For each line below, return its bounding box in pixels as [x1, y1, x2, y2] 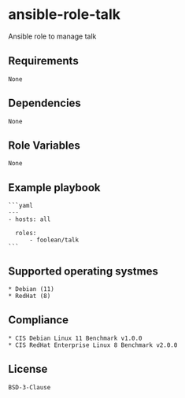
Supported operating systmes [8, 264, 159, 278]
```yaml [8, 202, 34, 210]
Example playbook [8, 181, 101, 194]
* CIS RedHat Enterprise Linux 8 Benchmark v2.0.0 [8, 341, 178, 349]
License [8, 363, 48, 376]
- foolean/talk [28, 236, 80, 245]
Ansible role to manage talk [8, 31, 97, 41]
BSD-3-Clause [8, 383, 51, 391]
